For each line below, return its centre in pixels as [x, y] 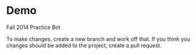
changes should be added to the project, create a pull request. [84, 45]
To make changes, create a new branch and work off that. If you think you [98, 39]
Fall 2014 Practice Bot [33, 27]
